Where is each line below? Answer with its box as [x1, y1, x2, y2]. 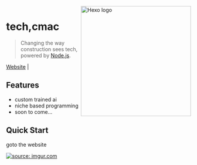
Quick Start [6, 126, 49, 136]
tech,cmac [6, 20, 60, 33]
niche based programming [14, 102, 79, 109]
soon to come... [14, 108, 53, 115]
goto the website [6, 141, 47, 148]
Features [6, 80, 39, 90]
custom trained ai [14, 96, 57, 103]
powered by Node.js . [20, 52, 72, 59]
